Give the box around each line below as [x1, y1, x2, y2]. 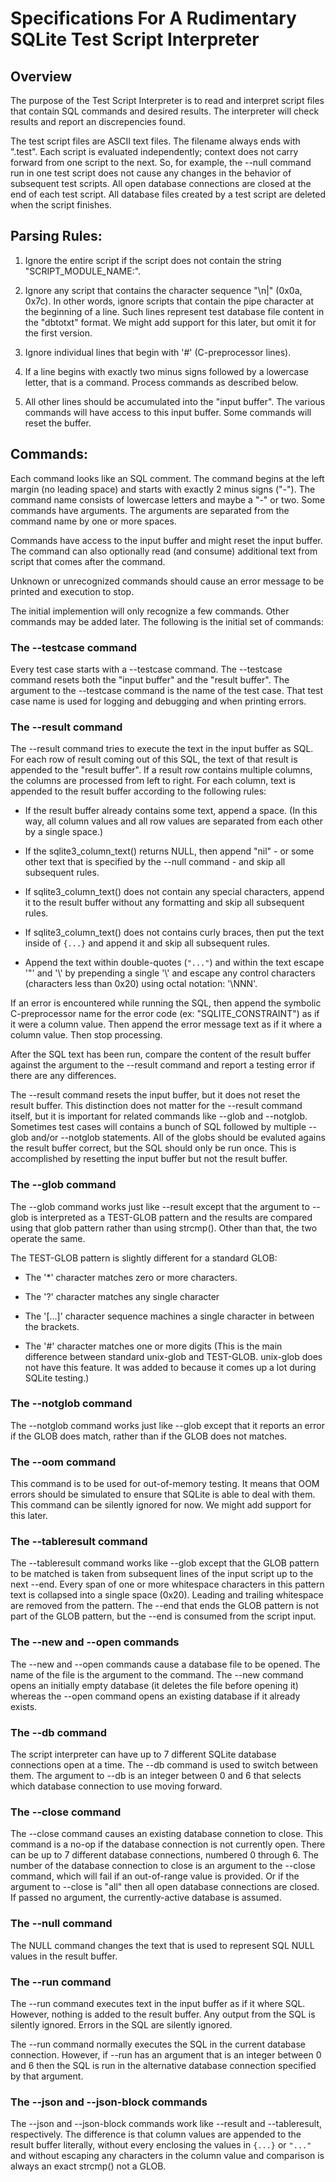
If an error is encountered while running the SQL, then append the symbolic [10, 997, 322, 1009]
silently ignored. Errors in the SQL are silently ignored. [10, 2018, 233, 2031]
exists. [10, 1700, 38, 1712]
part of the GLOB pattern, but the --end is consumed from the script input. [10, 1610, 317, 1622]
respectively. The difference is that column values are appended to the [10, 2128, 302, 2141]
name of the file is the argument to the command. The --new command [10, 1668, 304, 1681]
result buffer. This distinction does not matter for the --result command [10, 1100, 303, 1112]
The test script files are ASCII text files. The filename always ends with [10, 135, 301, 147]
